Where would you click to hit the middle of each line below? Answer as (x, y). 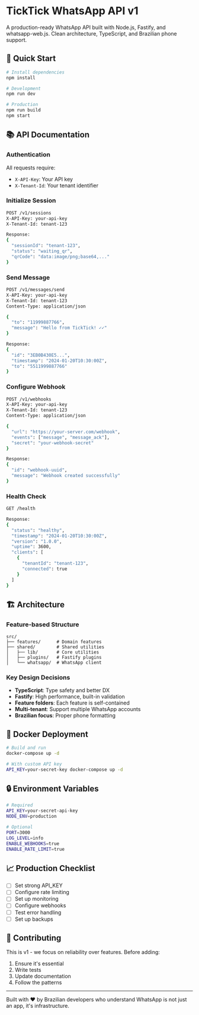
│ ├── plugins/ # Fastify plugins (54, 658)
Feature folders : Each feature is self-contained (72, 703)
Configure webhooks (40, 905)
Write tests (28, 970)
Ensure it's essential (39, 963)
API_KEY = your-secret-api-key (42, 811)
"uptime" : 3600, (31, 547)
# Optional (20, 827)
